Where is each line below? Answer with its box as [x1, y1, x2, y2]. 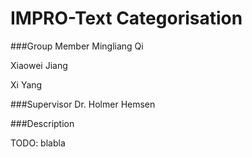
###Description [10, 117, 75, 129]
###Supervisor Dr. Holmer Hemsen [10, 98, 156, 110]
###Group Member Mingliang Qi [10, 40, 144, 52]
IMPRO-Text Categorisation [10, 7, 243, 30]
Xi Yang [10, 78, 43, 91]
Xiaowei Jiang [10, 59, 68, 71]
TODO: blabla [10, 137, 66, 149]
